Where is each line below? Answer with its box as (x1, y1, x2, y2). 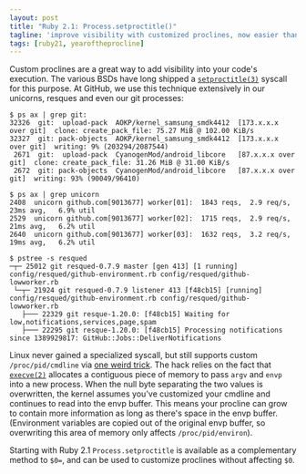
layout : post (9, 13, 59, 23)
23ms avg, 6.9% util (9, 206, 96, 215)
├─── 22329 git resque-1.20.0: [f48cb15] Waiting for (21, 310, 230, 319)
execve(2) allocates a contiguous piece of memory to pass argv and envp (9, 369, 282, 380)
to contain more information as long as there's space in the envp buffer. (9, 407, 278, 419)
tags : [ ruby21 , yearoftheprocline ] (9, 38, 145, 48)
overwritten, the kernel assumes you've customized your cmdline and (9, 388, 271, 399)
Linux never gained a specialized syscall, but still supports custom (9, 350, 258, 361)
